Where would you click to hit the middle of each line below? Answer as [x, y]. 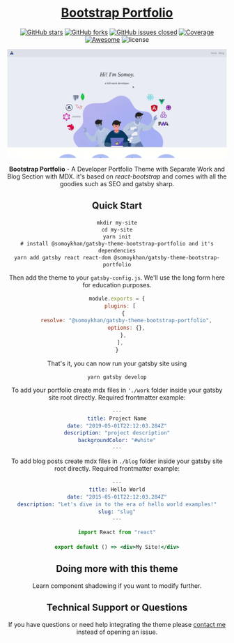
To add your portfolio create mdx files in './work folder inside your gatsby [117, 390]
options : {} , [126, 328]
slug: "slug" [117, 512]
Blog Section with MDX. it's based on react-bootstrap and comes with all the [117, 176]
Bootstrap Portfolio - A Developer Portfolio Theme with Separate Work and [117, 169]
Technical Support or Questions [117, 608]
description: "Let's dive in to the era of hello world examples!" [117, 504]
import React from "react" [117, 532]
